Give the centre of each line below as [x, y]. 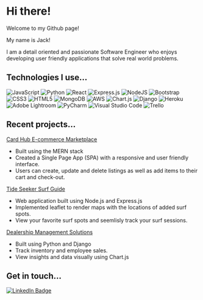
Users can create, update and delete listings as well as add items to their [106, 170]
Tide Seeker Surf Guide [36, 189]
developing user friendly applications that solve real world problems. [92, 58]
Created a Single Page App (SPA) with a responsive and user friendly [102, 158]
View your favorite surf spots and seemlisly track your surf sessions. [101, 220]
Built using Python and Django [53, 244]
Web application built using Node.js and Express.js [79, 200]
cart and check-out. [40, 177]
